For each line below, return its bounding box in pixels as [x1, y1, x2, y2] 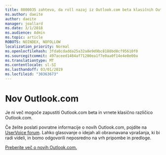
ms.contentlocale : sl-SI [5, 62, 56, 67]
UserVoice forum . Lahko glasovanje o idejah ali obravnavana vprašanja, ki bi [5, 129, 160, 135]
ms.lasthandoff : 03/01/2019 [5, 67, 63, 72]
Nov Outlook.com [5, 93, 79, 104]
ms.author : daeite [5, 12, 43, 17]
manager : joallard [5, 21, 43, 26]
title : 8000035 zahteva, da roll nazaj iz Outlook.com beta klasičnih [5, 7, 154, 12]
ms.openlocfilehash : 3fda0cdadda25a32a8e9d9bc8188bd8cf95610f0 [5, 49, 138, 53]
